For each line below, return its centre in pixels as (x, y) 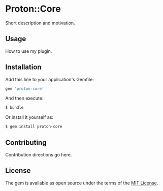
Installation (23, 67)
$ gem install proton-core (34, 127)
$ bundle (14, 108)
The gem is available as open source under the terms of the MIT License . (82, 183)
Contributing (26, 142)
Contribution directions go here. (39, 155)
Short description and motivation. (40, 23)
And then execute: (24, 98)
